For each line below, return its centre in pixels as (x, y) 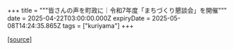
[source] (20, 39)
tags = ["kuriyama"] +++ (98, 26)
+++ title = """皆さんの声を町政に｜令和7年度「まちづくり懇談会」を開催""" (117, 10)
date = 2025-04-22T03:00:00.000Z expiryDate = (79, 18)
